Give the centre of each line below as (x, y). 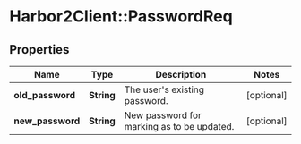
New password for (163, 115)
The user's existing (164, 89)
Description (181, 75)
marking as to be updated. (179, 127)
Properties (39, 50)
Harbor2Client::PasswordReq (121, 17)
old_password (45, 95)
